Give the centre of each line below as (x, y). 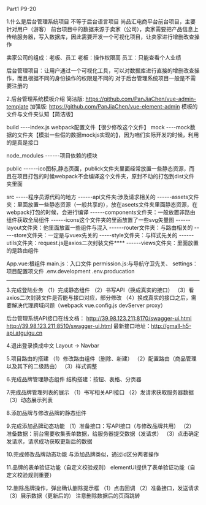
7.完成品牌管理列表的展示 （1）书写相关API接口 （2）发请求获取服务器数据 (100, 392)
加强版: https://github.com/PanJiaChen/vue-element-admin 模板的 (114, 106)
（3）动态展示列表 (30, 400)
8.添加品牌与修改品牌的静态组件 (47, 413)
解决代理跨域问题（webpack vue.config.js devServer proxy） (89, 305)
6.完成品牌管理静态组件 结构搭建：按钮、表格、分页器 (74, 379)
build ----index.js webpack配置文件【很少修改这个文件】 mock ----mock (98, 127)
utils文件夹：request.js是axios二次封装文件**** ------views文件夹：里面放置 (103, 243)
